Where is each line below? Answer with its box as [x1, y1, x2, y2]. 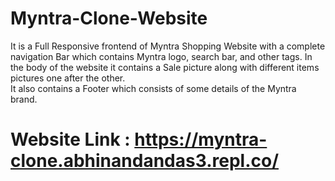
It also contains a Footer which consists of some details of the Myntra [10, 82, 297, 94]
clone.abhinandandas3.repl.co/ [10, 150, 280, 172]
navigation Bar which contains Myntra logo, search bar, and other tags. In [10, 50, 313, 62]
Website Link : [10, 128, 131, 151]
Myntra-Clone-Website [10, 7, 208, 30]
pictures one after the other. [10, 72, 126, 84]
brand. [10, 93, 38, 105]
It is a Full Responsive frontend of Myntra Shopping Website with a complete [10, 40, 326, 52]
